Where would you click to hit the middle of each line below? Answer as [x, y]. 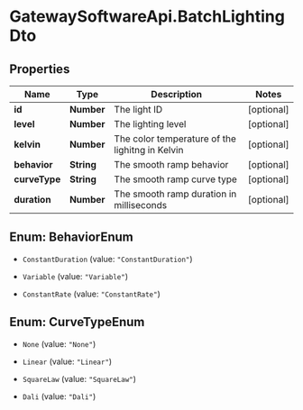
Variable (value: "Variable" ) [75, 276]
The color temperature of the [175, 139]
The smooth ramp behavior [171, 164]
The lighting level [150, 124]
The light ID [138, 109]
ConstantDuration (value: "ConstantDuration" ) [107, 259]
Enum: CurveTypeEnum [77, 322]
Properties [40, 69]
